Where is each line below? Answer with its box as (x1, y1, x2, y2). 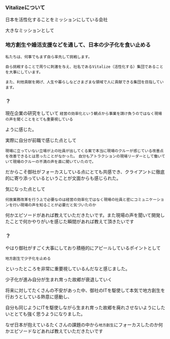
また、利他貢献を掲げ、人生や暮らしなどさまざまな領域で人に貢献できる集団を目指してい (5, 80, 164, 85)
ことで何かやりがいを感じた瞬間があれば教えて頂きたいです (9, 218, 134, 224)
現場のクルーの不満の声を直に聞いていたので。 (12, 159, 96, 164)
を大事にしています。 (5, 69, 43, 74)
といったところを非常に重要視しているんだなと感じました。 (5, 266, 130, 272)
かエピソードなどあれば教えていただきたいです (5, 328, 103, 334)
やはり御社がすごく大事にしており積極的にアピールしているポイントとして (5, 245, 161, 251)
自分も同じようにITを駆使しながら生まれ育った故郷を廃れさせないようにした (5, 304, 165, 311)
